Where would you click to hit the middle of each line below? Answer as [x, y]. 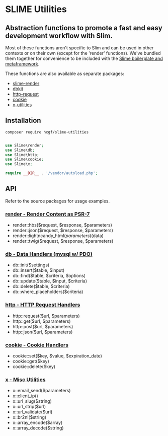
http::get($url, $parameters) [41, 321]
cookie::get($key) [31, 361]
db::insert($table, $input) [38, 270]
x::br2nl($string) [29, 417]
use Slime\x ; [19, 164]
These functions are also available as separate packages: [65, 74]
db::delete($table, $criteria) [41, 286]
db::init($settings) [31, 265]
